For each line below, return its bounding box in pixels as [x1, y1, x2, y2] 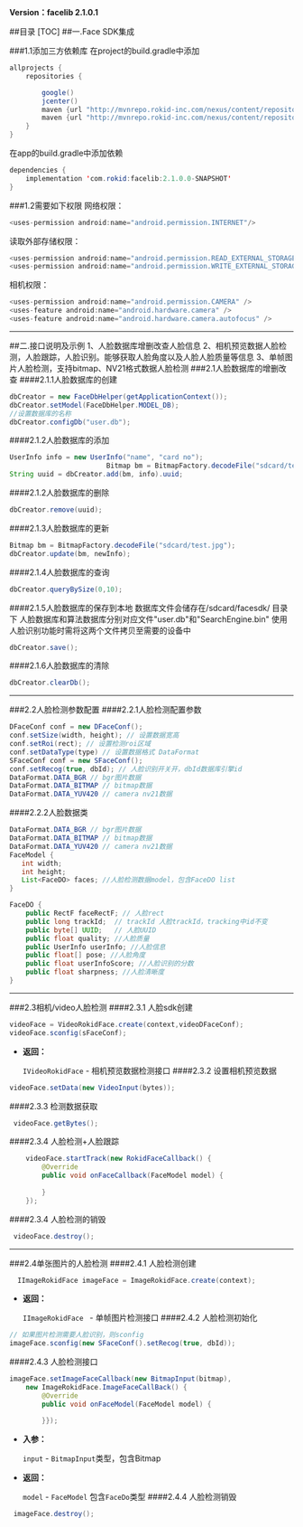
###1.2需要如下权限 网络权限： [9, 200, 124, 211]
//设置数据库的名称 [9, 409, 72, 418]
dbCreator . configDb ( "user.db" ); [9, 418, 131, 427]
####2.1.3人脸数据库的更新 [9, 523, 110, 533]
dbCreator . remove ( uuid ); [9, 505, 103, 514]
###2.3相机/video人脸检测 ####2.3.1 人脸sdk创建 [9, 1002, 193, 1013]
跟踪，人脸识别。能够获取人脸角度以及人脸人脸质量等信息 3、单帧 [40, 351, 286, 363]
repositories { [25, 71, 83, 80]
